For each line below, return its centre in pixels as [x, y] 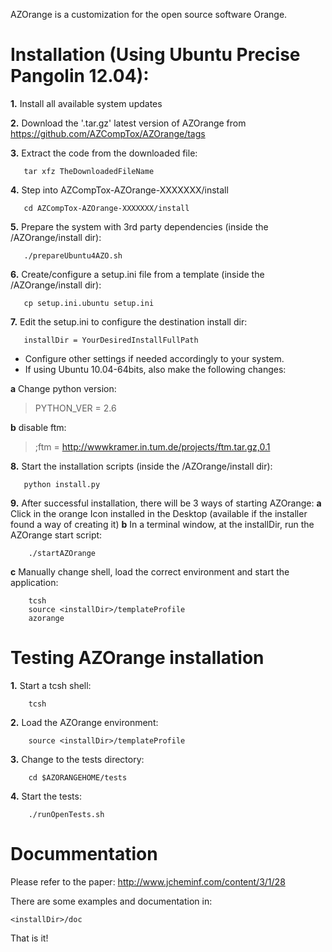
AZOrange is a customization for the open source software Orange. [149, 14]
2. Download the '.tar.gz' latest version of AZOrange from [128, 123]
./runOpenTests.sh [66, 814]
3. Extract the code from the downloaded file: [104, 153]
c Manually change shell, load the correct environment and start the [150, 571]
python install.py [62, 484]
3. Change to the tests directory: [77, 759]
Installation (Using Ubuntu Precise [155, 55]
